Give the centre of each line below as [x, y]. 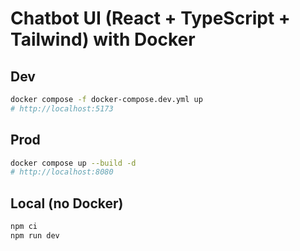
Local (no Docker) [67, 203]
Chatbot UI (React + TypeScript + [150, 18]
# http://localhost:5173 [62, 108]
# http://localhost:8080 [62, 172]
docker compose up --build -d [73, 163]
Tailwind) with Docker [103, 39]
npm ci [24, 227]
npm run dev [35, 236]
